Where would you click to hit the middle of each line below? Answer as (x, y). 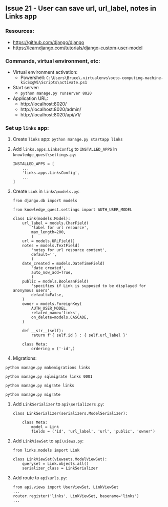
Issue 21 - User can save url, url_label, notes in (81, 8)
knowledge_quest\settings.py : (45, 155)
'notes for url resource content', (69, 250)
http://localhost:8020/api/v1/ (50, 114)
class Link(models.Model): (41, 219)
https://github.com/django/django (48, 42)
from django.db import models (45, 201)
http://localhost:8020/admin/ (51, 109)
